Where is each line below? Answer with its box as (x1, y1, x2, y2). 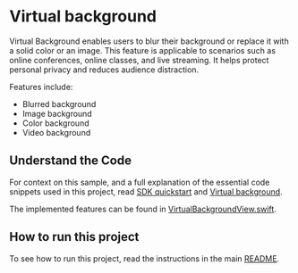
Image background (21, 108, 92, 119)
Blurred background (21, 98, 97, 109)
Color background (21, 118, 89, 128)
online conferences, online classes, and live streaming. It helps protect (9, 54, 269, 65)
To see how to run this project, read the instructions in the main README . (9, 252, 280, 264)
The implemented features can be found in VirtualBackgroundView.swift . (9, 203, 277, 214)
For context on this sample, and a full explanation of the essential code (9, 177, 270, 187)
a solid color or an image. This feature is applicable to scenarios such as (9, 45, 276, 55)
